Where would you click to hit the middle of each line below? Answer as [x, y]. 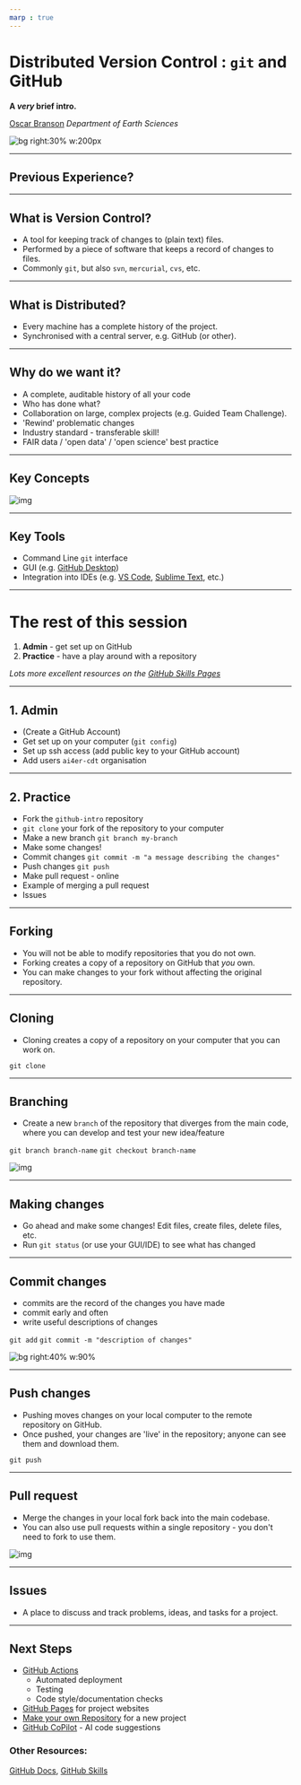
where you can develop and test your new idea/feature [124, 1133]
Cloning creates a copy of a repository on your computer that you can [151, 1040]
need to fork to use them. [69, 1537]
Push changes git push [66, 866]
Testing [49, 1689]
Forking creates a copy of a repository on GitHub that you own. [138, 962]
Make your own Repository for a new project [104, 1718]
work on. [39, 1049]
